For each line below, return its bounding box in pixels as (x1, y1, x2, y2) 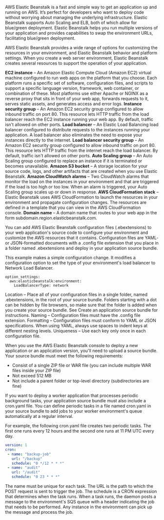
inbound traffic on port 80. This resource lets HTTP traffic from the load (5, 111, 149, 117)
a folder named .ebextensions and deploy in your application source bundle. (5, 245, 158, 251)
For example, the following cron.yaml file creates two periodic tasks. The (5, 423, 151, 429)
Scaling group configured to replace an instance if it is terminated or (5, 158, 143, 164)
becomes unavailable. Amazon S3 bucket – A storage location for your (5, 163, 148, 169)
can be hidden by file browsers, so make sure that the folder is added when (5, 302, 157, 308)
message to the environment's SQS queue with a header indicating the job (5, 499, 155, 504)
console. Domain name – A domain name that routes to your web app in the (5, 210, 157, 215)
